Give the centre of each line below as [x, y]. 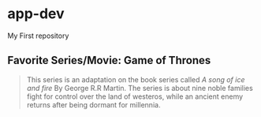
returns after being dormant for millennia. [93, 104]
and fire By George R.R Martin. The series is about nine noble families [140, 88]
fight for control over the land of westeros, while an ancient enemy [135, 96]
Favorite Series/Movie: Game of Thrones [109, 60]
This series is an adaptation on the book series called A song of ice [136, 79]
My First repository [38, 36]
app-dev [36, 14]
